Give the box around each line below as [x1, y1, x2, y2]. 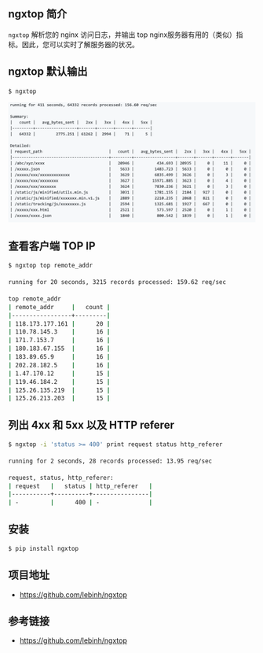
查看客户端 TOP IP [8, 239, 96, 253]
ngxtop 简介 [8, 7, 68, 21]
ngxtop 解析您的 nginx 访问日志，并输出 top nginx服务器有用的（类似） [8, 30, 237, 39]
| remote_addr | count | [8, 303, 111, 311]
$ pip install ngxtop [8, 544, 79, 552]
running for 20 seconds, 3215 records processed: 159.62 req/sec [8, 279, 226, 286]
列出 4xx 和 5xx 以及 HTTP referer [8, 418, 175, 431]
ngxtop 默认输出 [8, 65, 88, 79]
